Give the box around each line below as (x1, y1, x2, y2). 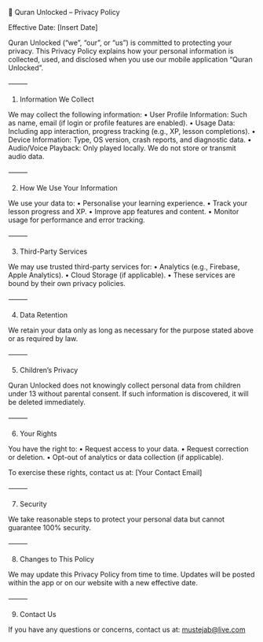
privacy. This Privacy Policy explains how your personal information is (8, 46, 234, 55)
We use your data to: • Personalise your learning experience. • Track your (8, 199, 248, 208)
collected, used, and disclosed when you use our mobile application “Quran (8, 55, 253, 64)
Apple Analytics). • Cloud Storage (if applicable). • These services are (8, 270, 236, 280)
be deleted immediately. (8, 398, 86, 406)
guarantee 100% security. (8, 523, 92, 532)
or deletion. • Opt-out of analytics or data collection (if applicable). (8, 453, 224, 462)
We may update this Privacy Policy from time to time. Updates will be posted (8, 570, 255, 579)
